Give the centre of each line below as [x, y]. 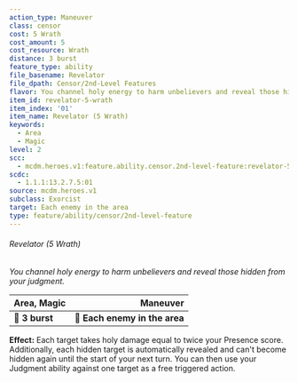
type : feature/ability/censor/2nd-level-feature [101, 215]
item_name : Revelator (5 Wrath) [69, 116]
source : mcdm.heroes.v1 [53, 191]
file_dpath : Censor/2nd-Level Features [83, 84]
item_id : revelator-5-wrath [61, 100]
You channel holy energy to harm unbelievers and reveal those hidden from [147, 271]
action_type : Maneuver [51, 17]
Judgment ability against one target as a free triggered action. [122, 368]
